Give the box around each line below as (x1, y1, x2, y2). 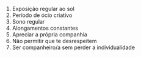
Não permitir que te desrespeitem (12, 38, 97, 44)
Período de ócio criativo (12, 12, 73, 19)
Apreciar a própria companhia (12, 31, 87, 38)
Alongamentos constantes (12, 24, 78, 32)
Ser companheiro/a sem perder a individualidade (12, 44, 136, 51)
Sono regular (12, 18, 45, 25)
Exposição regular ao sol (12, 5, 74, 12)
